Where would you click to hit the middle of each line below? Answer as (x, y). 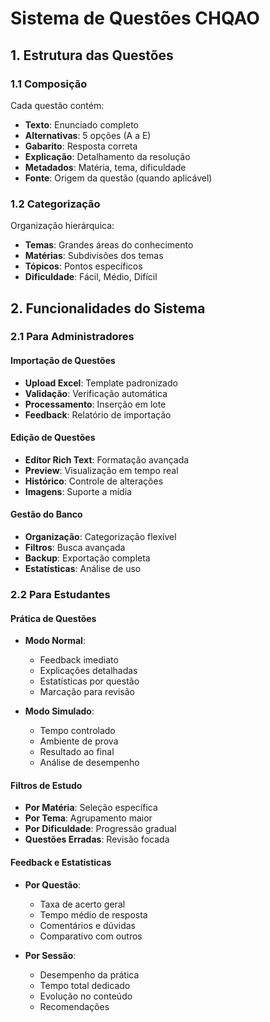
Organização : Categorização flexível (100, 537)
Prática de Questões (53, 618)
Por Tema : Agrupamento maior (88, 818)
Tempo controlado (77, 731)
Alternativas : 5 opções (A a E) (88, 135)
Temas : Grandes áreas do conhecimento (109, 245)
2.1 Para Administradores (72, 337)
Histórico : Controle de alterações (94, 481)
